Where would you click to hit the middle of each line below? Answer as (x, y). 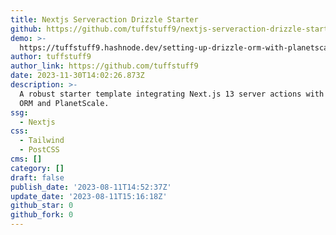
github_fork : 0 (42, 215)
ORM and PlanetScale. (64, 103)
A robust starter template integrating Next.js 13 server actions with (172, 94)
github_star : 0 (42, 206)
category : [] (37, 168)
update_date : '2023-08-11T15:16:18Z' (89, 196)
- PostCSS (39, 150)
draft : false (37, 177)
